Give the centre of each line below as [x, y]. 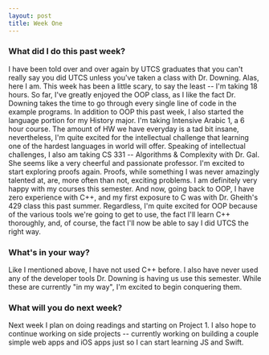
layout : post [30, 16]
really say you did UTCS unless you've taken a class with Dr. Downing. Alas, [134, 77]
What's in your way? [49, 252]
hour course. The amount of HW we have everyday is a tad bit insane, [124, 129]
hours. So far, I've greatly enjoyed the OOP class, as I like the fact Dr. [122, 94]
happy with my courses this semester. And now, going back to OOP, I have [131, 188]
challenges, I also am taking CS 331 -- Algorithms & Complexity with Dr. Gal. [134, 155]
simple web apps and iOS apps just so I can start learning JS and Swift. [126, 342]
